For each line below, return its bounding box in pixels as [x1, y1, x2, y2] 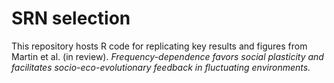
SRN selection [11, 7, 131, 30]
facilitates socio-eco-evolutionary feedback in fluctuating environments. [11, 61, 311, 73]
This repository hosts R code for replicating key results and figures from [11, 40, 308, 52]
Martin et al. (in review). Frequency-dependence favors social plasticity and [11, 50, 324, 62]
